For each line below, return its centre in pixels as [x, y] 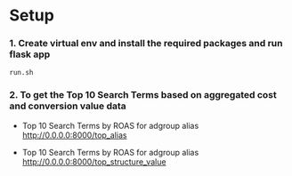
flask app [30, 54]
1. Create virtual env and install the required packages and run [146, 44]
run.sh [21, 73]
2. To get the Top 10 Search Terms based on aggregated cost [143, 95]
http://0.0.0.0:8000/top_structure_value [94, 162]
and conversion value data [68, 106]
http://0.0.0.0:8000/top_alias [74, 135]
